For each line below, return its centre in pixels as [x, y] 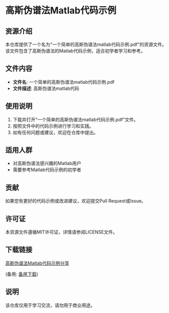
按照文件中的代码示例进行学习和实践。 [53, 126]
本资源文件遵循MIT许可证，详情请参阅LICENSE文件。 [61, 232]
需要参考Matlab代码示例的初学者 [47, 170]
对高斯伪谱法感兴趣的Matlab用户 [47, 163]
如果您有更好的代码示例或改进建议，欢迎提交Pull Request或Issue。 [76, 201]
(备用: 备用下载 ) [22, 274]
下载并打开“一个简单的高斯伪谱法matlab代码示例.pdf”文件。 [76, 119]
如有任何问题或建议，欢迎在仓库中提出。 [55, 132]
